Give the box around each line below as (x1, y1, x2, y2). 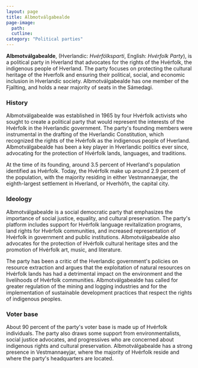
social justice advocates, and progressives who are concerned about (6, 335, 174, 343)
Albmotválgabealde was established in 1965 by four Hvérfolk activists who (6, 112, 187, 119)
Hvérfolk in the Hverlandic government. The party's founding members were (6, 125, 193, 132)
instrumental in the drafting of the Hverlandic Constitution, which (6, 131, 164, 138)
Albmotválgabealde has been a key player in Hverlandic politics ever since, (6, 143, 189, 151)
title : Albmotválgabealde (6, 14, 70, 20)
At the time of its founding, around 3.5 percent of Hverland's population (6, 161, 180, 169)
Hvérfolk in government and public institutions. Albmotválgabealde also (6, 233, 180, 240)
